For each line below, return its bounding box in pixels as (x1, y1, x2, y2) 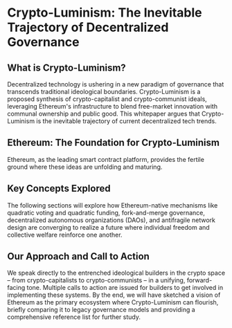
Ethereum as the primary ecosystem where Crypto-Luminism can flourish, (7, 298, 219, 307)
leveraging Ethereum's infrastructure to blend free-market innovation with (7, 102, 218, 110)
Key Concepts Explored (7, 183, 111, 194)
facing (7, 284, 26, 292)
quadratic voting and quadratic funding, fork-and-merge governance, (7, 208, 206, 217)
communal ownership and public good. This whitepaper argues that (7, 109, 201, 118)
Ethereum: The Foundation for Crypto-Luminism (7, 137, 220, 149)
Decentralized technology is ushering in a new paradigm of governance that (7, 80, 224, 88)
